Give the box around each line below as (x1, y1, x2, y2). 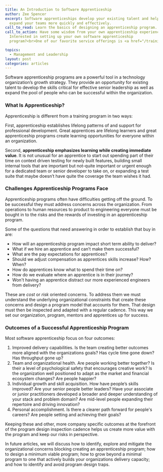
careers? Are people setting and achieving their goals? (12, 412, 121, 418)
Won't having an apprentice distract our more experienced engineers (12, 277, 150, 283)
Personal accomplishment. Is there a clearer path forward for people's (12, 406, 152, 413)
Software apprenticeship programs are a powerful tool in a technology (5, 74, 146, 80)
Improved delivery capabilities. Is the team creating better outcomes (12, 345, 149, 351)
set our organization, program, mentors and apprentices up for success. (5, 312, 149, 318)
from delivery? (12, 282, 41, 288)
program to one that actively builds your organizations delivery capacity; (5, 456, 150, 462)
